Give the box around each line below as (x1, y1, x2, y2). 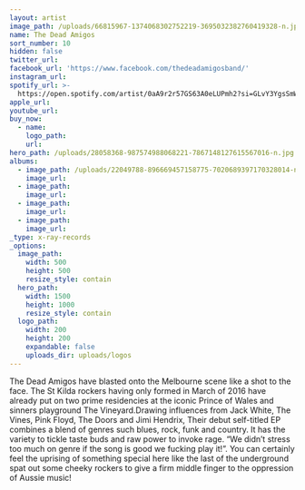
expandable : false (25, 342, 95, 351)
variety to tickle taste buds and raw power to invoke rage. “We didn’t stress (9, 433, 290, 445)
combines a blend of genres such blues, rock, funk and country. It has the (9, 424, 286, 435)
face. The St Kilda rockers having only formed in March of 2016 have (9, 385, 266, 396)
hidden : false (9, 47, 64, 56)
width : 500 (25, 258, 67, 268)
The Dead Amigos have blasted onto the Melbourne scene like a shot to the (9, 376, 291, 387)
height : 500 (25, 267, 71, 276)
